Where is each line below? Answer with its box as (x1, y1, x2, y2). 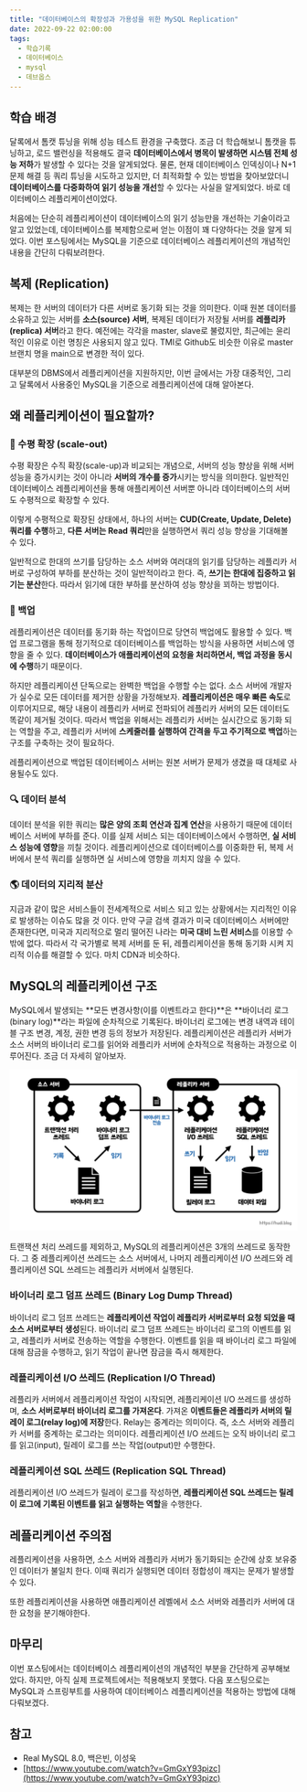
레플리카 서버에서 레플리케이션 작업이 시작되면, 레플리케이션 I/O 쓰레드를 (9, 1393, 268, 1404)
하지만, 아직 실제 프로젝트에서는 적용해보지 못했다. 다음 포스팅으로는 (28, 1674, 270, 1685)
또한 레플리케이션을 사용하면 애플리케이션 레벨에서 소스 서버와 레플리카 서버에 (9, 1596, 286, 1607)
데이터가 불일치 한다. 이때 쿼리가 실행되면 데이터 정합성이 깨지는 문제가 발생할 (18, 1565, 295, 1576)
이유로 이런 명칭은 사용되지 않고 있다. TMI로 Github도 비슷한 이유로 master (26, 336, 294, 347)
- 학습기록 (17, 44, 52, 53)
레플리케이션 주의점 (9, 1528, 112, 1543)
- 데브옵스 (17, 73, 52, 82)
